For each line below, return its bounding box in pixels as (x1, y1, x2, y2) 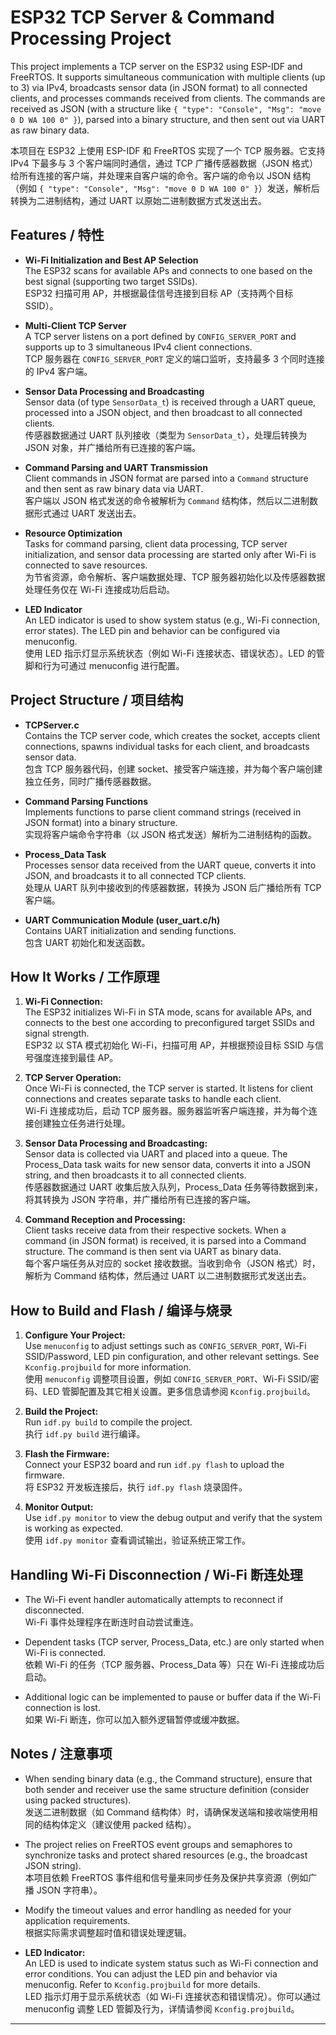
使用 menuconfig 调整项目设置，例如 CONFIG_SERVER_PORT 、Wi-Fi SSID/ (24, 1373, 311, 1385)
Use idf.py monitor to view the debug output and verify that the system (24, 1512, 323, 1524)
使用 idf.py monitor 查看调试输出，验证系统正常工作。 (24, 1534, 251, 1546)
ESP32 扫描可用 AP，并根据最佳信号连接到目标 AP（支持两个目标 (24, 287, 294, 299)
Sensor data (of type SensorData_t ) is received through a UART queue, (24, 396, 317, 408)
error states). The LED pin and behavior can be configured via (24, 624, 280, 636)
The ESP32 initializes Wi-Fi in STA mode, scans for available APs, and (24, 1006, 312, 1018)
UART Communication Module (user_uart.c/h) (24, 914, 221, 926)
